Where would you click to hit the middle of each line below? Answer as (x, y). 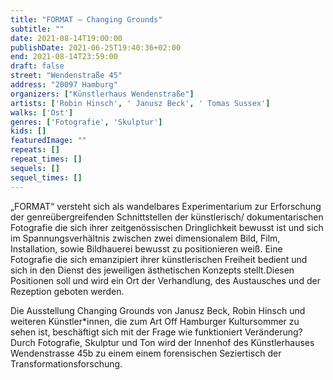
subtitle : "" (37, 29)
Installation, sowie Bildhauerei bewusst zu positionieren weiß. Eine (146, 248)
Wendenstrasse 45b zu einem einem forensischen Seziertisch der (146, 353)
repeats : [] (35, 150)
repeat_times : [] (46, 159)
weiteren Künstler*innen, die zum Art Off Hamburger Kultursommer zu (155, 321)
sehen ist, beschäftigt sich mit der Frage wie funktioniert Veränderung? (156, 332)
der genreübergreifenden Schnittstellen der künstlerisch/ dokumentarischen (167, 217)
